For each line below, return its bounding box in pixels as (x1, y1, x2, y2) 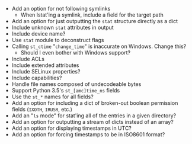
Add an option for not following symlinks (11, 5, 111, 12)
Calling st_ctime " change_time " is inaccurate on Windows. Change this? (11, 43, 187, 50)
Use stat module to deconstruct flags (11, 37, 104, 43)
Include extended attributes (11, 62, 79, 69)
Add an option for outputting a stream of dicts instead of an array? (11, 119, 174, 125)
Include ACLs (11, 56, 44, 62)
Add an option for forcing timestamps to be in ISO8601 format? (11, 131, 165, 138)
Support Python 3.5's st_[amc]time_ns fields (11, 87, 120, 94)
